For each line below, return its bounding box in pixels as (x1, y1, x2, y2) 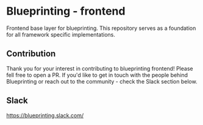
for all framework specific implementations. (6, 30, 116, 38)
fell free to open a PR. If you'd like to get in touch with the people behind (6, 71, 188, 79)
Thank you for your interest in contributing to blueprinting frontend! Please (6, 65, 193, 72)
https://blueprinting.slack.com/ (6, 112, 84, 119)
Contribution (6, 49, 56, 59)
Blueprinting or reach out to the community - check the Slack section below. (6, 77, 198, 85)
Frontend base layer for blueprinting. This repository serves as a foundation (6, 24, 196, 32)
